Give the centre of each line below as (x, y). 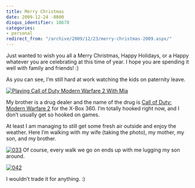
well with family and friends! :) (43, 68)
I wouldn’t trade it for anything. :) (46, 179)
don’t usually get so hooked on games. (53, 115)
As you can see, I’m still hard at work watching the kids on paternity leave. (96, 79)
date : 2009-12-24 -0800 (35, 17)
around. (16, 156)
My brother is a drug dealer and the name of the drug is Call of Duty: (89, 102)
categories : (21, 28)
